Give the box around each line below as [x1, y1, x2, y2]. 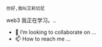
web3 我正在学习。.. [6, 17, 56, 24]
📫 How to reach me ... [14, 35, 71, 42]
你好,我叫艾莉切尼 [6, 5, 45, 11]
